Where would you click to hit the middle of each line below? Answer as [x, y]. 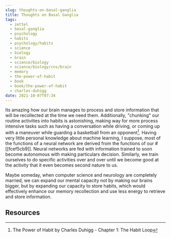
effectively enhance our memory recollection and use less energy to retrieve [85, 192]
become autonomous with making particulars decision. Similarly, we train [82, 154]
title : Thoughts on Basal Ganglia [42, 15]
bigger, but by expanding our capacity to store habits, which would [75, 186]
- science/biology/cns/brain [41, 67]
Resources [23, 213]
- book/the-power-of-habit [38, 86]
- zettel [19, 24]
